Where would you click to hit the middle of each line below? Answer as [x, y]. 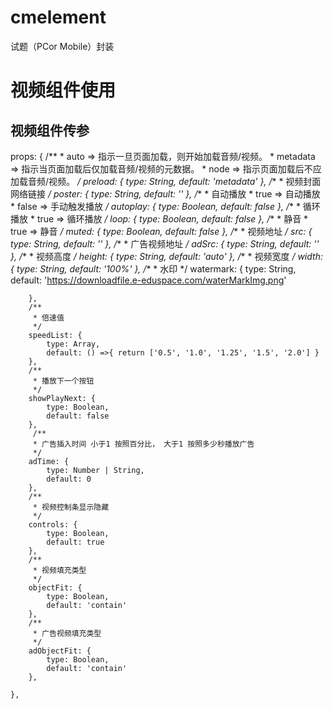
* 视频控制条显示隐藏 [71, 507]
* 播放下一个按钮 [63, 381]
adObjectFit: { [60, 651]
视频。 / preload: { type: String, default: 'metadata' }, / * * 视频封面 [185, 181]
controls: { [53, 524]
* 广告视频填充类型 [67, 633]
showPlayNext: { [62, 398]
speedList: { [55, 335]
